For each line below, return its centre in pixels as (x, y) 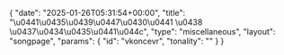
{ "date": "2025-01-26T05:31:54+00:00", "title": (98, 13)
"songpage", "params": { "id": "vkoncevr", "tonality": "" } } (117, 41)
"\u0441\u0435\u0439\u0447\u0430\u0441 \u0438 (106, 22)
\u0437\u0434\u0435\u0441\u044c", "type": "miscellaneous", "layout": (142, 31)
